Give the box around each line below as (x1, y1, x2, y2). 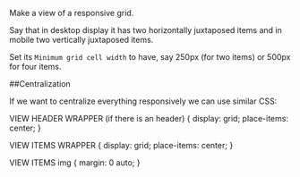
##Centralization (9, 79, 72, 88)
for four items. (9, 62, 62, 72)
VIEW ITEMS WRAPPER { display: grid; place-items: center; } (9, 140, 234, 150)
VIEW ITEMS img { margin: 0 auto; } (9, 157, 141, 168)
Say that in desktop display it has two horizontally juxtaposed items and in (9, 25, 282, 35)
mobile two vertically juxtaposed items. (9, 35, 154, 45)
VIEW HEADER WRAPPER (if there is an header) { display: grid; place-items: (9, 114, 289, 123)
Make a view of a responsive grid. (9, 8, 134, 18)
